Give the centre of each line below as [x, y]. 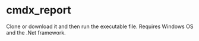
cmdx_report [39, 10]
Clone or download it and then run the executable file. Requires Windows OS [100, 26]
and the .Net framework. [36, 32]
